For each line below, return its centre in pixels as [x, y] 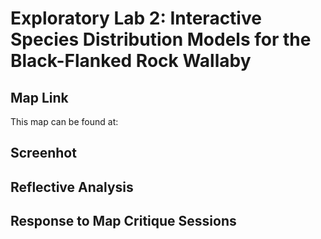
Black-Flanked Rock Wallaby [131, 61]
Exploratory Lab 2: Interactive [136, 18]
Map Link [39, 97]
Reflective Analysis [72, 187]
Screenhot [43, 153]
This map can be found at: [64, 121]
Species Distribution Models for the [161, 39]
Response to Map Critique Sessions [123, 221]
